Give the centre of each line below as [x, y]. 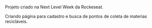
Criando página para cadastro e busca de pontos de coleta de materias [76, 16]
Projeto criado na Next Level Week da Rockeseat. [54, 7]
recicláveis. [16, 21]
